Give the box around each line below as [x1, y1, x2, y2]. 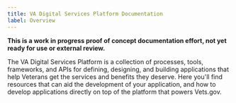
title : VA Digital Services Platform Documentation [7, 10, 163, 18]
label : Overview [7, 17, 55, 24]
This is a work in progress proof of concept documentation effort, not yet [7, 36, 227, 44]
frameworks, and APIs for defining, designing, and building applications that [7, 65, 229, 73]
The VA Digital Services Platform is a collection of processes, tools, [7, 57, 204, 66]
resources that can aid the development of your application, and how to [7, 80, 216, 88]
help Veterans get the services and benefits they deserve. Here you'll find [7, 72, 223, 81]
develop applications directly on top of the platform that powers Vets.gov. [7, 87, 222, 96]
